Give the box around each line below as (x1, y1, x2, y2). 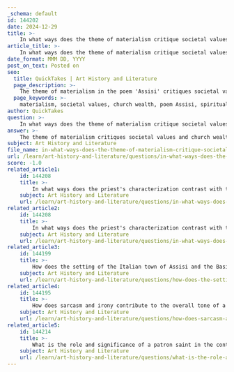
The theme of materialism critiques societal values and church (19, 133, 210, 140)
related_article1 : (7, 165, 61, 173)
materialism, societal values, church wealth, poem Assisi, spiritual (19, 101, 229, 108)
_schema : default (7, 10, 58, 17)
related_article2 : (7, 205, 61, 212)
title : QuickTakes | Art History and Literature (13, 75, 157, 82)
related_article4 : (7, 283, 61, 290)
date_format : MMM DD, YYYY (7, 56, 86, 63)
